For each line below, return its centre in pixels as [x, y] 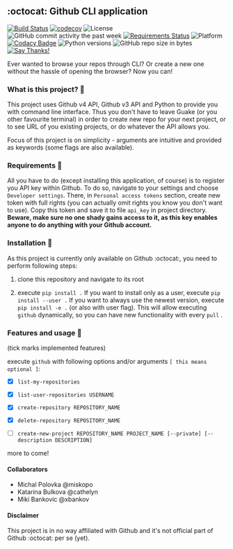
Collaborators [27, 469]
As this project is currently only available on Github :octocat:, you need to [112, 258]
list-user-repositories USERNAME [66, 395]
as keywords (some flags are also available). [71, 148]
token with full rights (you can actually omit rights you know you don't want [115, 203]
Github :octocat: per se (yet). [49, 538]
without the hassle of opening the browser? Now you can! [90, 71]
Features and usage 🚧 [45, 333]
